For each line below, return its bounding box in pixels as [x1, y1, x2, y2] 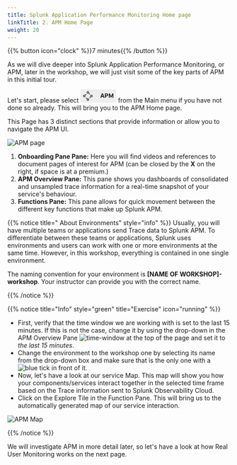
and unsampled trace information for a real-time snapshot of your [17, 183, 209, 191]
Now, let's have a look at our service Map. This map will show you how [17, 372, 224, 380]
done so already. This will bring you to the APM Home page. [7, 103, 183, 113]
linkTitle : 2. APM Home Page [7, 18, 93, 26]
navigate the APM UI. [7, 125, 69, 134]
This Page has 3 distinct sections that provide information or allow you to [7, 117, 220, 126]
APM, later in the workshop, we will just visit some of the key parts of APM [7, 68, 224, 76]
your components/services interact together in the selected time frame [17, 379, 224, 387]
